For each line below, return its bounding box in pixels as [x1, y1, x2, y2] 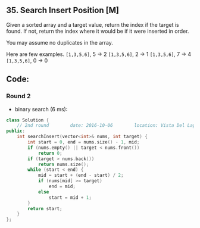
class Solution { [6, 117, 49, 123]
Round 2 [6, 92, 31, 101]
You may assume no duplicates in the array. [6, 39, 113, 46]
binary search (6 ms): [14, 105, 68, 113]
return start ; [27, 205, 62, 211]
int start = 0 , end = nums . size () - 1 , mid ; [27, 139, 140, 145]
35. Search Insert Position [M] [6, 5, 119, 15]
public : [6, 128, 26, 134]
